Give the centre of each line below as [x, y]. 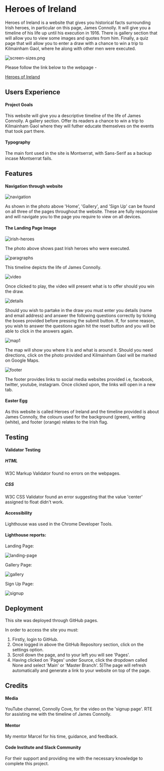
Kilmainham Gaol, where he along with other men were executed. [71, 48]
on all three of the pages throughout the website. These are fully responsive [81, 211]
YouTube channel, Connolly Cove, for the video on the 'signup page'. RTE [79, 709]
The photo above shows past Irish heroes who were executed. [68, 248]
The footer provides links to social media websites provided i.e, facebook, [79, 379]
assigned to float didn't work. [35, 502]
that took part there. [25, 131]
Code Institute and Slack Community [43, 748]
